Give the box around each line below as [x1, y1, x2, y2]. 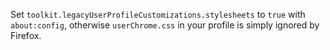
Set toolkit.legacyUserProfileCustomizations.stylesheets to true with [10, 9, 306, 20]
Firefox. [10, 30, 42, 41]
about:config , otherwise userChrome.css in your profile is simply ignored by [10, 19, 320, 31]
